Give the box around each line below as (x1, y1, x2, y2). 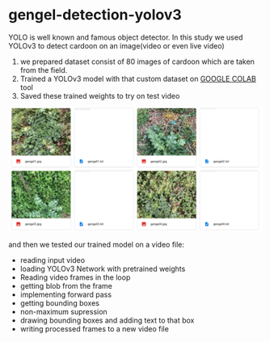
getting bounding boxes (19, 298, 99, 308)
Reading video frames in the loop (19, 272, 131, 282)
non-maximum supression (19, 306, 108, 316)
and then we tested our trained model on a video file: (8, 239, 184, 249)
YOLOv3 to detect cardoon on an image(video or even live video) (8, 40, 225, 50)
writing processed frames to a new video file (19, 323, 170, 333)
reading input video (19, 255, 86, 264)
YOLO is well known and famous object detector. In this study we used (8, 32, 243, 42)
